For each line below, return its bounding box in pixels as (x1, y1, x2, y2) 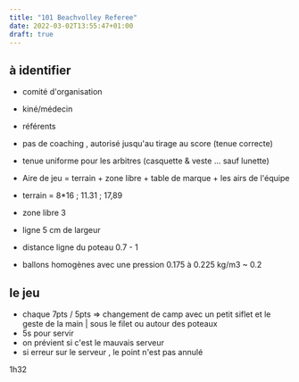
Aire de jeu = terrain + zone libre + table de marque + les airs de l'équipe (21, 173, 290, 184)
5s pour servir (21, 328, 74, 338)
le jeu (9, 285, 40, 300)
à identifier (9, 62, 71, 78)
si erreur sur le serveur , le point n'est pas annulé (21, 347, 203, 357)
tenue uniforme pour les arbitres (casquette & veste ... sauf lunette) (21, 155, 270, 166)
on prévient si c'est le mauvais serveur (21, 337, 165, 348)
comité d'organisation (21, 87, 103, 97)
